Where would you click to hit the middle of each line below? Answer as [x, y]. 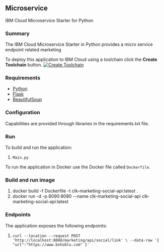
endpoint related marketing [33, 50]
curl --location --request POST [46, 236]
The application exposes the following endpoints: [56, 225]
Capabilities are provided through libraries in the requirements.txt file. [77, 123]
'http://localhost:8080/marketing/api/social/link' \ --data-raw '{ [86, 240]
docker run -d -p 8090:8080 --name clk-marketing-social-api [76, 196]
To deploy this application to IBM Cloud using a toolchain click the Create [81, 59]
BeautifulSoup [27, 100]
